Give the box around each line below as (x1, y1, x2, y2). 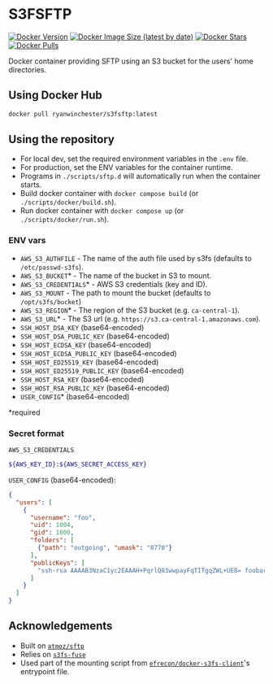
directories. (8, 64, 47, 74)
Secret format (8, 428, 65, 439)
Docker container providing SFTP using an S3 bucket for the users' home (8, 56, 253, 66)
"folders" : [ (29, 536, 75, 545)
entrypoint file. (19, 666, 70, 676)
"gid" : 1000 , (29, 529, 75, 537)
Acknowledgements (8, 619, 113, 633)
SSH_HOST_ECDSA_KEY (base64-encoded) (19, 339, 152, 350)
